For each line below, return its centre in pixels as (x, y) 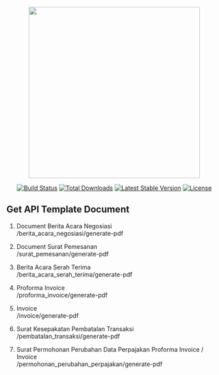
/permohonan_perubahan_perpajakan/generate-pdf (89, 364)
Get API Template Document (68, 209)
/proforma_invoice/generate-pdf (62, 295)
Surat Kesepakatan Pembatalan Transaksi (75, 328)
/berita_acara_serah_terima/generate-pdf (74, 274)
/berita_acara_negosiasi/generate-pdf (70, 233)
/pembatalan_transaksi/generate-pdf (68, 336)
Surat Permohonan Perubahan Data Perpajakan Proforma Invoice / (110, 349)
